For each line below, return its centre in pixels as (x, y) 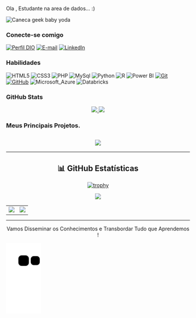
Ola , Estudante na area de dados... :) (50, 8)
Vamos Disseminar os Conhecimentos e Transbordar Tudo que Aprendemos (98, 229)
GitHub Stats (24, 97)
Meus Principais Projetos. (43, 125)
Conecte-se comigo (35, 34)
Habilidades (23, 63)
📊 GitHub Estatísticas (98, 168)
